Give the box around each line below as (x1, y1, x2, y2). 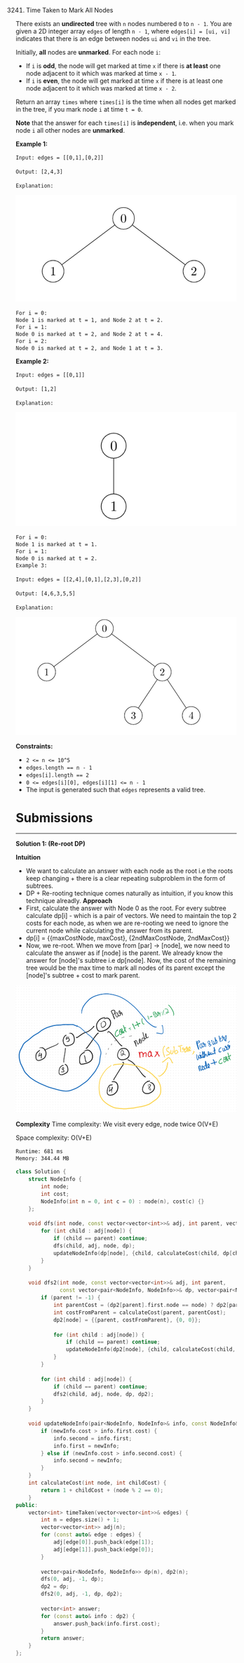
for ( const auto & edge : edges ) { (41, 1531, 142, 1539)
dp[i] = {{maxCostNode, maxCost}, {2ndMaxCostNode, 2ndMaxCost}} (25, 934, 230, 942)
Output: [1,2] (15, 386, 57, 393)
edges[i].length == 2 (25, 772, 89, 779)
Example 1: (15, 140, 48, 148)
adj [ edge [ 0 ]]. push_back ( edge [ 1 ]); (53, 1539, 154, 1546)
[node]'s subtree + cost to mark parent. (25, 971, 140, 980)
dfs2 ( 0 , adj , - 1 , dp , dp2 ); (41, 1591, 123, 1598)
